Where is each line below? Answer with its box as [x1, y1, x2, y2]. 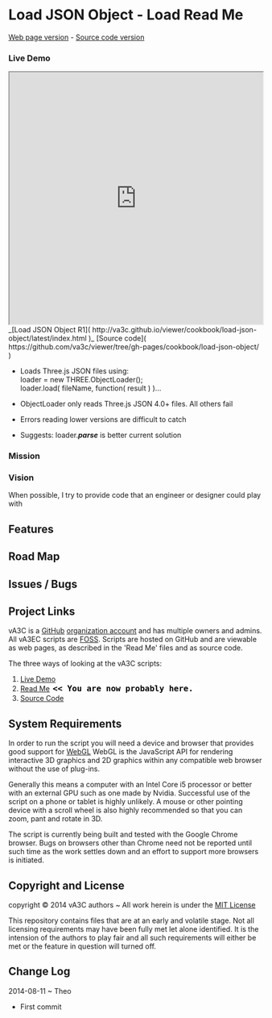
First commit [19, 1002, 62, 1012]
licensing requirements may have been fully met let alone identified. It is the [8, 924, 259, 934]
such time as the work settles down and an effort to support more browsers [8, 847, 259, 857]
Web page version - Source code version [8, 32, 145, 42]
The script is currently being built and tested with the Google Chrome [8, 829, 238, 840]
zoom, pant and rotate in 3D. [8, 814, 103, 824]
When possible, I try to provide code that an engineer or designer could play [8, 490, 262, 500]
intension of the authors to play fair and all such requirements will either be [8, 933, 257, 943]
